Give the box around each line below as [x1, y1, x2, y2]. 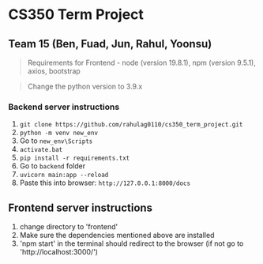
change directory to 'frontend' [19, 222, 118, 232]
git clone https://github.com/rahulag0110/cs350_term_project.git [19, 121, 243, 129]
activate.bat [19, 146, 63, 154]
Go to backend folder [19, 161, 85, 171]
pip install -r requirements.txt [19, 154, 130, 163]
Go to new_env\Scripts [19, 136, 93, 145]
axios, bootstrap [27, 66, 81, 76]
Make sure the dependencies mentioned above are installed [19, 231, 215, 240]
